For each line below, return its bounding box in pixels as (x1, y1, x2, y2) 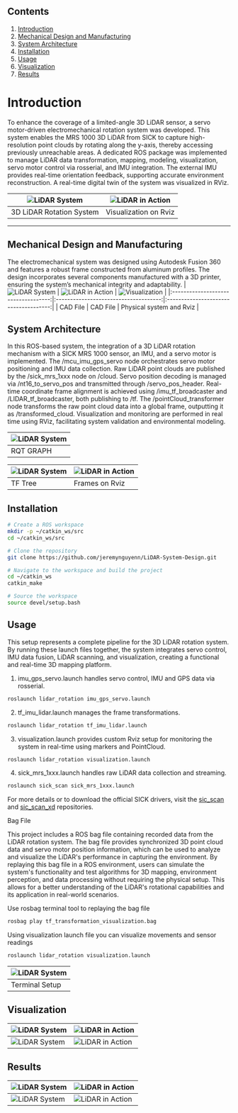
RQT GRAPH (11, 446, 52, 456)
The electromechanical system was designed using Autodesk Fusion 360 (7, 257, 221, 266)
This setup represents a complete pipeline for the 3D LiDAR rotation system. (7, 637, 229, 646)
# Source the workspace (7, 593, 78, 600)
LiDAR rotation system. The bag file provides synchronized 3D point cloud (7, 838, 223, 846)
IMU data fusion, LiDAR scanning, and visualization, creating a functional (7, 652, 220, 661)
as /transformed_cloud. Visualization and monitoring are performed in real (7, 410, 223, 418)
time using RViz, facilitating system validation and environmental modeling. (7, 418, 226, 426)
